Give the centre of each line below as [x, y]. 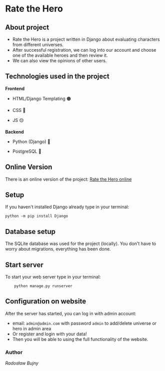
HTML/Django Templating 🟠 [42, 98]
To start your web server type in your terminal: [53, 277]
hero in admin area [32, 328]
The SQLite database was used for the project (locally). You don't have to [81, 243]
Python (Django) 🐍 [31, 142]
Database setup [30, 231]
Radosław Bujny [22, 363]
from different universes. [38, 45]
